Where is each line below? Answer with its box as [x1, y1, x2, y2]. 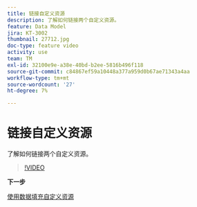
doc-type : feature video [7, 42, 79, 49]
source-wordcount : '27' [7, 81, 76, 88]
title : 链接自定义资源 [7, 10, 66, 17]
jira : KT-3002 [7, 29, 48, 37]
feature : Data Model [7, 23, 67, 30]
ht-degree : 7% [7, 87, 48, 94]
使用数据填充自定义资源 [7, 192, 74, 201]
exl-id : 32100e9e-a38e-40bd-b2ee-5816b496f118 [7, 62, 144, 69]
